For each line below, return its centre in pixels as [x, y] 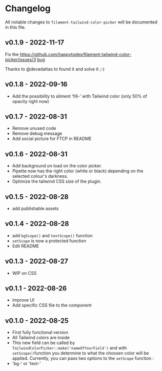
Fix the [12, 54]
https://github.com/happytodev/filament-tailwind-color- [76, 54]
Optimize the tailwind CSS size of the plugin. [57, 182]
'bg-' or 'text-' [26, 364]
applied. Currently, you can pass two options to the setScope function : [83, 358]
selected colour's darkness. [40, 176]
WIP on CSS [24, 273]
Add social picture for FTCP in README [52, 139]
